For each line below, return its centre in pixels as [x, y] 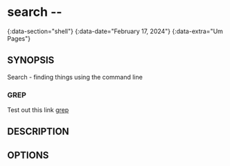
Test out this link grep [38, 110]
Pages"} [19, 38]
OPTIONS [28, 155]
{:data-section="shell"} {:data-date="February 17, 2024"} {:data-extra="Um [115, 31]
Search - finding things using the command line [75, 77]
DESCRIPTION [38, 132]
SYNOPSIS [31, 61]
